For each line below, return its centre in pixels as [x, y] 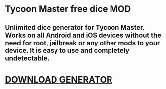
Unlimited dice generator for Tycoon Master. [75, 27]
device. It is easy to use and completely [67, 50]
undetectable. [27, 58]
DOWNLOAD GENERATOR [59, 79]
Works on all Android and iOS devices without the [83, 35]
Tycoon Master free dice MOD [68, 9]
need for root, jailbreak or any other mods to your [83, 43]
